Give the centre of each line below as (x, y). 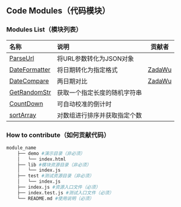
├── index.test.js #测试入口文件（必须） (65, 192)
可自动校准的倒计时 (84, 103)
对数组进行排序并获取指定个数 (100, 115)
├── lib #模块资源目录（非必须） (54, 165)
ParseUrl (22, 58)
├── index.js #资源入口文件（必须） (59, 187)
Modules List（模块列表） (44, 30)
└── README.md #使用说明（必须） (56, 199)
